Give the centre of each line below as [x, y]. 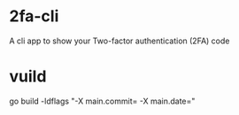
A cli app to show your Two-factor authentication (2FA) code [119, 41]
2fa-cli [34, 16]
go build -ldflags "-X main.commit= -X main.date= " [102, 101]
